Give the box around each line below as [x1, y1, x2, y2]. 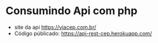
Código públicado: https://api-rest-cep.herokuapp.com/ [14, 29, 152, 37]
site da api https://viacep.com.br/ [14, 24, 96, 31]
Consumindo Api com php [5, 4, 138, 18]
